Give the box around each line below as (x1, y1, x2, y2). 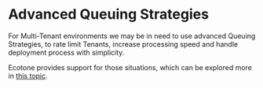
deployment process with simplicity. (8, 48, 125, 57)
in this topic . (8, 71, 49, 80)
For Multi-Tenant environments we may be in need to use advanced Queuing (8, 31, 256, 40)
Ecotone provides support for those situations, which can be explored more (8, 62, 253, 72)
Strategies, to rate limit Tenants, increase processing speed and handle (8, 39, 238, 48)
